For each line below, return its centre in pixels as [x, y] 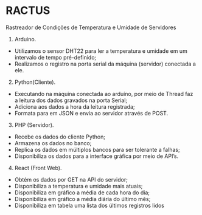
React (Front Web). [38, 168]
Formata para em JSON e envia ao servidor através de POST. [91, 113]
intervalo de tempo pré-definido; [55, 57]
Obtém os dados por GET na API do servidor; [71, 179]
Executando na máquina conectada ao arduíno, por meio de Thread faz [104, 94]
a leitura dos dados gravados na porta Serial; [71, 100]
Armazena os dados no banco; [53, 143]
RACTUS [28, 11]
